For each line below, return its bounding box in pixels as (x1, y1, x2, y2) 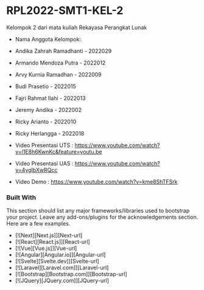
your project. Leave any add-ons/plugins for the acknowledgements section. (6, 213, 199, 221)
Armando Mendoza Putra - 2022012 (15, 59, 106, 66)
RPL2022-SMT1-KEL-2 (6, 4, 124, 18)
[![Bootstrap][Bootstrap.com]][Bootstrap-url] (15, 271, 128, 278)
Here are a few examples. (6, 220, 71, 227)
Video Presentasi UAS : (15, 159, 74, 167)
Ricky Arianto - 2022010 (15, 118, 77, 125)
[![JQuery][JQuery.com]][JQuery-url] (15, 277, 110, 285)
